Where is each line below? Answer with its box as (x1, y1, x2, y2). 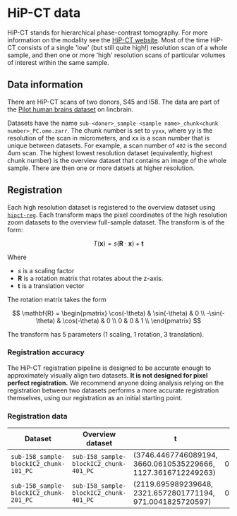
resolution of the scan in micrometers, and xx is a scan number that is (7, 133, 210, 142)
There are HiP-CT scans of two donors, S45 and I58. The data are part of (7, 97, 220, 106)
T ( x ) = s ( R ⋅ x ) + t (93, 239, 144, 248)
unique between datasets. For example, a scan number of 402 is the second (7, 141, 227, 150)
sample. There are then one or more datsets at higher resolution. (7, 164, 195, 172)
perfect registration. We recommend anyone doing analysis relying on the (7, 378, 224, 387)
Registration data (7, 411, 68, 421)
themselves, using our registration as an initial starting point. (7, 393, 183, 402)
